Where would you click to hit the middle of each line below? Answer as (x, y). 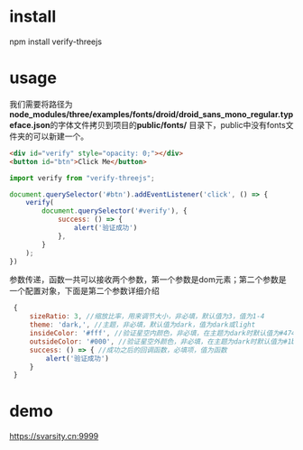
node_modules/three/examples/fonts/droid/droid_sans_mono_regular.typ (151, 114)
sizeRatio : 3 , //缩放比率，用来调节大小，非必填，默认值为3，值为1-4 (147, 317)
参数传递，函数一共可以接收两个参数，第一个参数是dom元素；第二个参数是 (148, 280)
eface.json (30, 124)
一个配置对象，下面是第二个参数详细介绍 (84, 291)
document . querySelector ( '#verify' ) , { (115, 211)
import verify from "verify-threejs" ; (82, 178)
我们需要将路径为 (41, 104)
